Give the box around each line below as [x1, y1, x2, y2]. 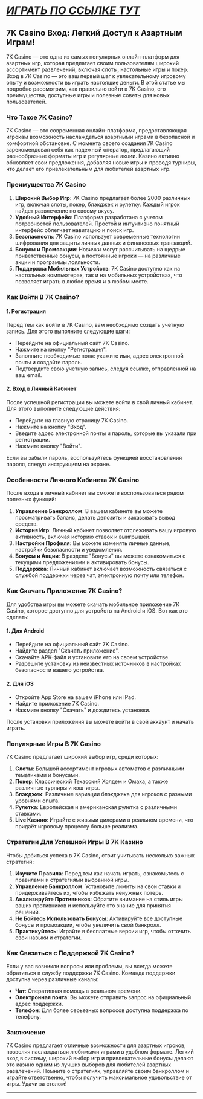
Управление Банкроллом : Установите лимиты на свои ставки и [14, 883, 181, 890]
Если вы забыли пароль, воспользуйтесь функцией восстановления [6, 454, 182, 461]
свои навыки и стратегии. [14, 934, 82, 941]
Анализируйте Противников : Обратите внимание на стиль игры [14, 895, 183, 903]
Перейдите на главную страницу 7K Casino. [14, 416, 129, 424]
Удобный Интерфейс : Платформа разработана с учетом [14, 213, 163, 221]
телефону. [14, 1013, 41, 1020]
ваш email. [14, 371, 42, 378]
